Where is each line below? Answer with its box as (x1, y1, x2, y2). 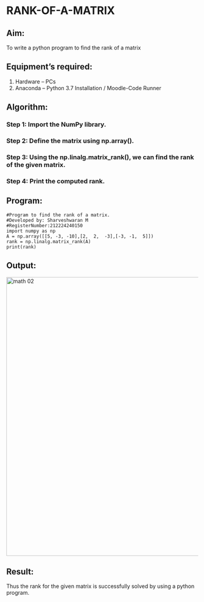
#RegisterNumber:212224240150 (6, 222, 83, 228)
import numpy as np (6, 228, 56, 234)
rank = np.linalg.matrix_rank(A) (6, 238, 91, 244)
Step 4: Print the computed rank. (6, 177, 105, 185)
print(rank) (6, 244, 37, 250)
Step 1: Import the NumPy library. (6, 120, 107, 129)
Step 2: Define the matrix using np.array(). (6, 136, 135, 145)
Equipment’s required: (6, 62, 93, 72)
